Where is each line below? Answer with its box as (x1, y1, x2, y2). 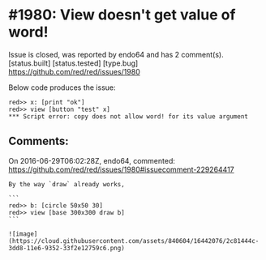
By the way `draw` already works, (8, 180, 126, 188)
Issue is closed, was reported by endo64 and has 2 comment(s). (8, 49, 225, 59)
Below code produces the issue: (8, 83, 116, 92)
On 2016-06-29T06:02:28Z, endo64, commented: (8, 156, 176, 165)
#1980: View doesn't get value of (8, 6, 236, 24)
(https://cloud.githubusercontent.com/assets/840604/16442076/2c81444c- (8, 237, 260, 245)
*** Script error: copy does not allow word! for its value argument (8, 112, 249, 121)
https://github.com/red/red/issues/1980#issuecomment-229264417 (8, 164, 235, 174)
